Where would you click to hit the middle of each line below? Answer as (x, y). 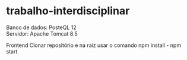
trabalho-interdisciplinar (68, 11)
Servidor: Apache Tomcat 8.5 (42, 33)
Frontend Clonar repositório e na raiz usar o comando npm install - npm (94, 45)
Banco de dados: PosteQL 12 (42, 27)
